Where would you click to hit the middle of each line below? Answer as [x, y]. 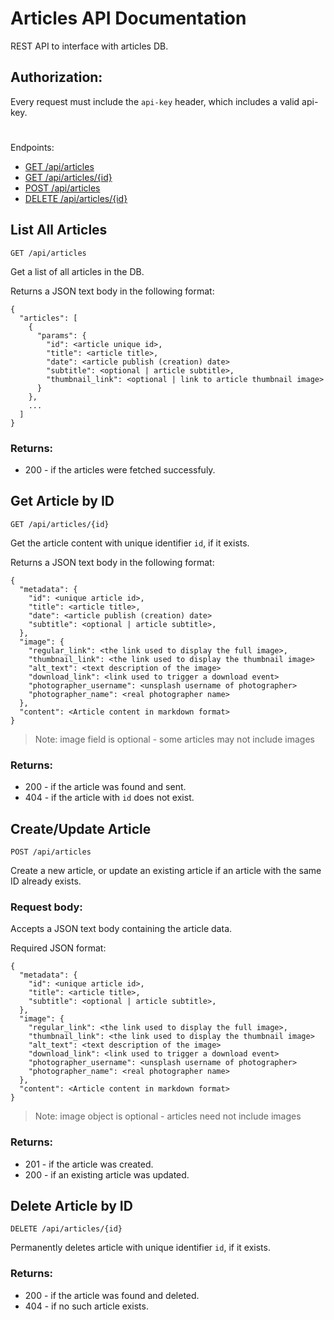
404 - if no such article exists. [86, 1306]
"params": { [61, 335]
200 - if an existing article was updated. [107, 1174]
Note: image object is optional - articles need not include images [168, 1116]
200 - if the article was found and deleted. [112, 1295]
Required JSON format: [58, 948]
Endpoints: [32, 147]
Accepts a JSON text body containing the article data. [121, 929]
